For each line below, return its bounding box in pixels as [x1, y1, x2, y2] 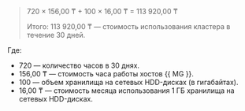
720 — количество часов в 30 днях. [18, 61, 139, 70]
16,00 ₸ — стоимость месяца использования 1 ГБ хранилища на [18, 86, 235, 95]
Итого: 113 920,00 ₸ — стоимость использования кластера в [26, 22, 231, 31]
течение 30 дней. [26, 31, 86, 39]
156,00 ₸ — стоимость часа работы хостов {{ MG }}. [18, 69, 195, 78]
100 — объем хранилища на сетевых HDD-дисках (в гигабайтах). [18, 78, 239, 87]
